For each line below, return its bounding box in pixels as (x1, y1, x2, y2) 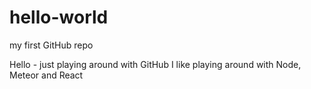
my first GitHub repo (9, 39, 94, 51)
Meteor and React (9, 69, 84, 81)
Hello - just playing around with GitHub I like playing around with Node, (9, 58, 302, 70)
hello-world (9, 6, 109, 29)
